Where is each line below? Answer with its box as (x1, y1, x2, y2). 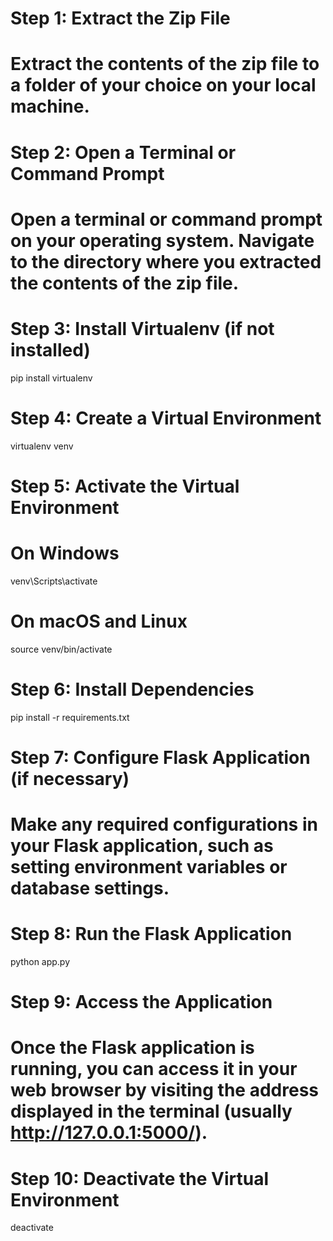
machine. (10, 95, 90, 118)
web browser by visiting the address (10, 1079, 319, 1102)
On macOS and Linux (10, 610, 188, 632)
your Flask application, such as (10, 835, 274, 857)
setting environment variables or (10, 856, 288, 878)
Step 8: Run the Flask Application (10, 923, 293, 946)
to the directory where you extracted (10, 250, 322, 273)
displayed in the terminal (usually (10, 1100, 293, 1123)
